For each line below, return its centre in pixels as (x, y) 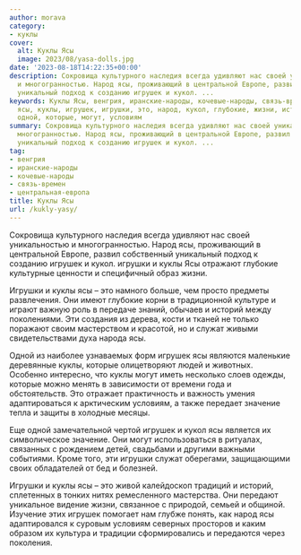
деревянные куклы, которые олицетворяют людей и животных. (131, 365)
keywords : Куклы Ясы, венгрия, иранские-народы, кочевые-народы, (133, 101)
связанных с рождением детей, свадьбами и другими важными (132, 448)
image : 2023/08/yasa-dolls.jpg (76, 59)
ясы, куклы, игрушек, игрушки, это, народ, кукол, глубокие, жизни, (148, 109)
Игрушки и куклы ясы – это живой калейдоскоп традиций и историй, (142, 485)
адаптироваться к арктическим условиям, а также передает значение (145, 403)
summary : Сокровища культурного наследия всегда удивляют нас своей (140, 126)
